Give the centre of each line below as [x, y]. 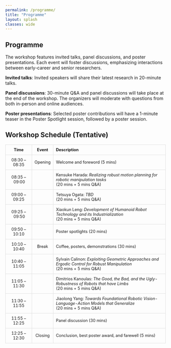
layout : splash [21, 19]
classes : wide [20, 24]
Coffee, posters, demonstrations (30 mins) [96, 246]
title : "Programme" [26, 15]
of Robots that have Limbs [104, 284]
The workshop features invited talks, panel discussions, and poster [76, 57]
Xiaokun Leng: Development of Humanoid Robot [101, 209]
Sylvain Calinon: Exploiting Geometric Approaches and [107, 259]
